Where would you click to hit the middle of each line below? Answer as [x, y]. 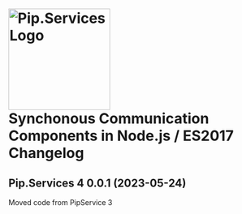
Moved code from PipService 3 [61, 202]
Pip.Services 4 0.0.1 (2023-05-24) [97, 183]
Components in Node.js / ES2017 [121, 136]
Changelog [46, 153]
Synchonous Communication [109, 119]
